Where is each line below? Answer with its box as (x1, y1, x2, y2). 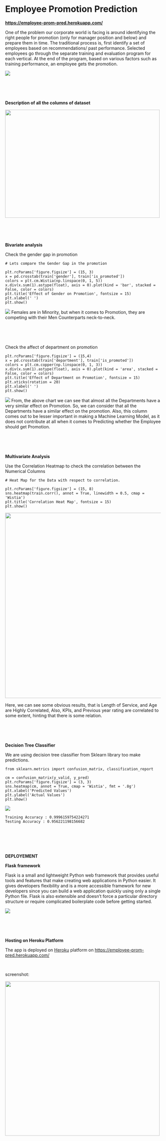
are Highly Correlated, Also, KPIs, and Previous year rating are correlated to (5, 707, 159, 713)
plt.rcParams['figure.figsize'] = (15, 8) (5, 486, 94, 491)
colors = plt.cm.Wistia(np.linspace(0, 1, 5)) (5, 278, 103, 283)
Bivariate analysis (5, 242, 43, 248)
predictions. (5, 757, 30, 763)
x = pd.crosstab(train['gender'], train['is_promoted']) (5, 274, 125, 279)
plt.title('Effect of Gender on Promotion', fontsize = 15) (5, 291, 132, 296)
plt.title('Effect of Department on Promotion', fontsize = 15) (5, 375, 140, 380)
